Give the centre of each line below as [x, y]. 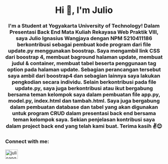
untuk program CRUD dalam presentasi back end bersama [84, 113]
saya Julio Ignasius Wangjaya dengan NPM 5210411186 [84, 38]
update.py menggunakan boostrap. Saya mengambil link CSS [84, 51]
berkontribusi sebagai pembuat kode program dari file [84, 44]
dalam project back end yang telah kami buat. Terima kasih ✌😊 [84, 126]
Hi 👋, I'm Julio [84, 10]
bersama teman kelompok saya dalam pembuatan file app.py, [84, 94]
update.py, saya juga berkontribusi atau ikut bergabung [84, 88]
